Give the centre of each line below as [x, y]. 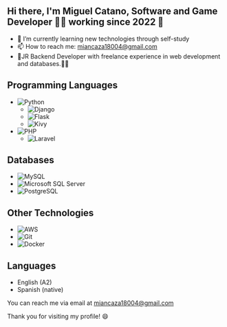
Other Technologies [51, 213]
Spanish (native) [40, 290]
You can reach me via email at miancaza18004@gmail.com [90, 303]
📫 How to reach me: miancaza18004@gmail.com [87, 46]
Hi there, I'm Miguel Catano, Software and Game [112, 11]
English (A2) [34, 282]
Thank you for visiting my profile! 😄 [58, 317]
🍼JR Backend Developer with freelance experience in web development [119, 56]
